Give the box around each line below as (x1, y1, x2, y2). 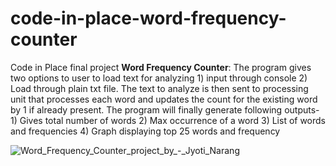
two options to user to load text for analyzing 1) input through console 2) (10, 72, 308, 84)
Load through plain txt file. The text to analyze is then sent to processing (10, 82, 309, 94)
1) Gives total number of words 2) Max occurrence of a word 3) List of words (10, 114, 327, 126)
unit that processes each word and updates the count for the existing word (10, 93, 318, 105)
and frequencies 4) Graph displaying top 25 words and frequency (10, 125, 281, 137)
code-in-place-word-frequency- (10, 7, 287, 30)
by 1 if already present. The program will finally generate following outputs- (10, 103, 320, 116)
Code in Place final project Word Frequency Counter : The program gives (10, 61, 312, 73)
